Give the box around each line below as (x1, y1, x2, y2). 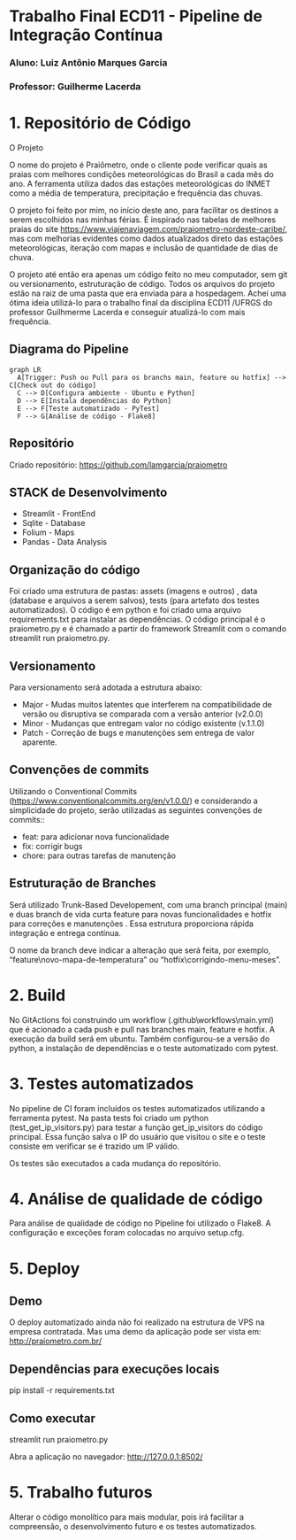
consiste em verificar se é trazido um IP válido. (9, 1141, 179, 1151)
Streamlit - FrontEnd (21, 508, 95, 519)
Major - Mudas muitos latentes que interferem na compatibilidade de (21, 700, 272, 710)
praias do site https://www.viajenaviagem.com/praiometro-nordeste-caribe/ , (9, 223, 288, 234)
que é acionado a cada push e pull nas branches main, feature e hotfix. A (9, 1024, 276, 1034)
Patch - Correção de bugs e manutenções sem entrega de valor (21, 728, 254, 739)
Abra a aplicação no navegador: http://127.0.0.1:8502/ (9, 1451, 203, 1462)
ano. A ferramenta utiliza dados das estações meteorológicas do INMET (9, 178, 271, 189)
